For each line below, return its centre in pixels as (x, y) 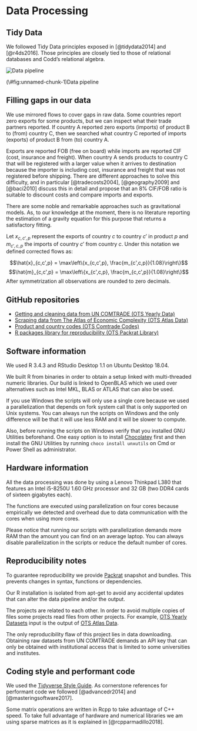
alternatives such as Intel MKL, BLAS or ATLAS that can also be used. (90, 389)
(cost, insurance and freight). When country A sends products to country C (97, 157)
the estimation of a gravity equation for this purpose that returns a (86, 218)
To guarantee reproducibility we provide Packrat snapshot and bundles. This (99, 575)
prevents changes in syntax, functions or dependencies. (74, 581)
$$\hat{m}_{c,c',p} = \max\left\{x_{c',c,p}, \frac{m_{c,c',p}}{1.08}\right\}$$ (99, 272)
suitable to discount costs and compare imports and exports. (80, 195)
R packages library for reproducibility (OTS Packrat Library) (86, 333)
